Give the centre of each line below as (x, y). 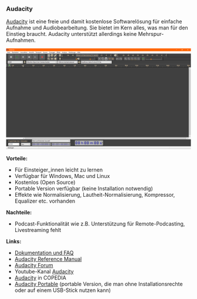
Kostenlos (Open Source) (45, 182)
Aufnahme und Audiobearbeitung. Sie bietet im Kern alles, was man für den (97, 28)
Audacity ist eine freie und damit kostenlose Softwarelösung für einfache (94, 22)
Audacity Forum (34, 265)
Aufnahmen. (21, 41)
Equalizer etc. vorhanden (45, 201)
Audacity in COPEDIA (40, 277)
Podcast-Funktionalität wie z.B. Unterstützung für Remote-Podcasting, (100, 224)
